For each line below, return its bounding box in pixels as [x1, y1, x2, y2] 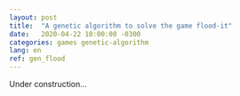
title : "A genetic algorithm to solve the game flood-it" [9, 21, 233, 30]
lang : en [9, 46, 42, 55]
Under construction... [9, 79, 87, 89]
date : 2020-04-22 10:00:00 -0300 [9, 29, 141, 38]
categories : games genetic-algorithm [9, 37, 149, 47]
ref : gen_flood [9, 54, 66, 63]
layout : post [9, 12, 58, 22]
